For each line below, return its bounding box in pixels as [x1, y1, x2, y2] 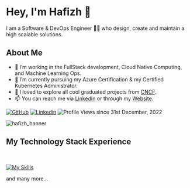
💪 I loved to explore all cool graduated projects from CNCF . [14, 88, 157, 95]
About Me [6, 48, 43, 58]
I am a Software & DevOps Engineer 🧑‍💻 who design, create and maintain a [6, 25, 185, 32]
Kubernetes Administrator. [14, 82, 78, 89]
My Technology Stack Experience [6, 137, 132, 147]
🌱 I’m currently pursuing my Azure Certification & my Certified [14, 76, 164, 83]
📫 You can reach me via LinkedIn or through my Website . [14, 95, 154, 102]
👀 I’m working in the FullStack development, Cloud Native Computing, [14, 63, 182, 70]
